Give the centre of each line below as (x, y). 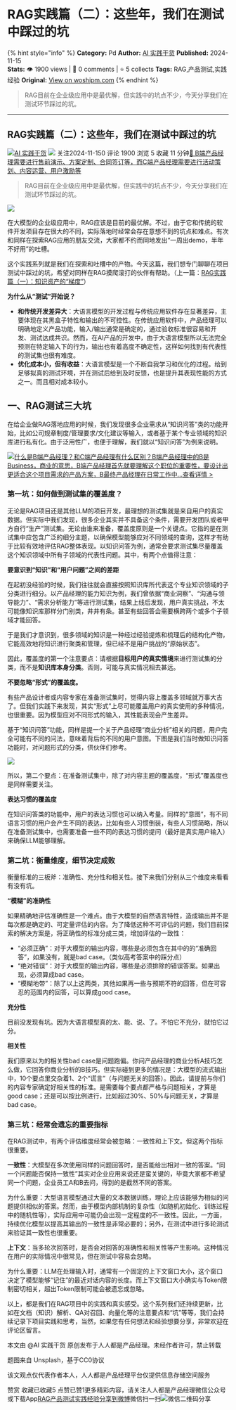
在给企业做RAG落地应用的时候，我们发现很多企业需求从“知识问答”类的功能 (115, 424)
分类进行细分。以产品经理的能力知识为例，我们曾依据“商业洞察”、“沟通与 (113, 593)
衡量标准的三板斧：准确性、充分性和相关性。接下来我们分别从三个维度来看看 (118, 877)
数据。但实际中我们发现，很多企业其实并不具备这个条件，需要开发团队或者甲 (118, 519)
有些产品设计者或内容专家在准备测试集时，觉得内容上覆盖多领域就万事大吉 (115, 697)
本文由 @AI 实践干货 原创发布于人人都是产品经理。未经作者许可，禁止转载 (114, 1345)
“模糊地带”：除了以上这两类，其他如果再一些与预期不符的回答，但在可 (119, 983)
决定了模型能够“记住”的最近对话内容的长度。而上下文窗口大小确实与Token (114, 1280)
